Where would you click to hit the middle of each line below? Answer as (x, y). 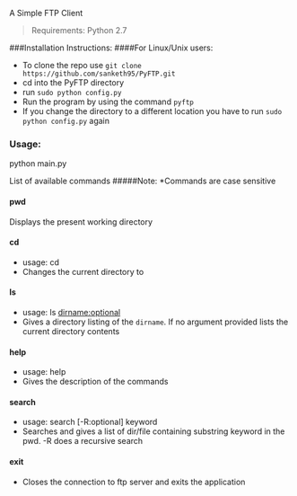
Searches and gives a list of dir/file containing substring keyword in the (153, 431)
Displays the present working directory (81, 221)
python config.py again (66, 121)
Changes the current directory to (83, 271)
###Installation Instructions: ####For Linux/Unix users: (111, 48)
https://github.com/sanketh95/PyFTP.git (99, 74)
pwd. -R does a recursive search (83, 441)
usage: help (44, 372)
